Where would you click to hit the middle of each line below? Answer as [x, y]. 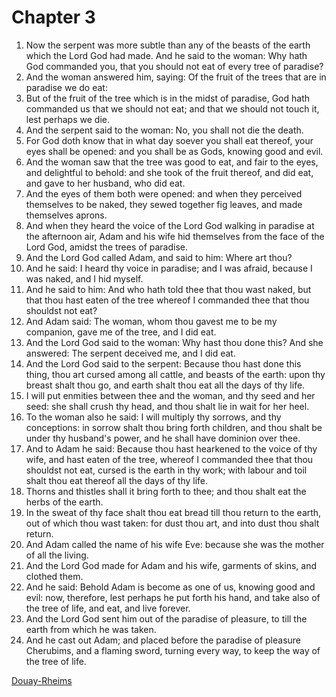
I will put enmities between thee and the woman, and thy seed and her [170, 395]
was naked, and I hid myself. [84, 278]
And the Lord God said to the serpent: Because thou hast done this [163, 363]
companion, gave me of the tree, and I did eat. [121, 332]
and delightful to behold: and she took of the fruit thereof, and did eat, [169, 172]
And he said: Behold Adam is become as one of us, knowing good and [170, 587]
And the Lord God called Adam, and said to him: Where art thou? [159, 257]
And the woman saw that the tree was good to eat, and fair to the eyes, [172, 162]
